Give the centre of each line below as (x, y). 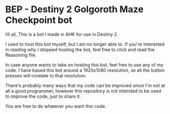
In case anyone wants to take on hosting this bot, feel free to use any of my (84, 65)
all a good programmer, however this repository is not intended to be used (83, 91)
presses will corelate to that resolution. (46, 75)
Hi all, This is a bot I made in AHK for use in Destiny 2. (62, 34)
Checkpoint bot (39, 20)
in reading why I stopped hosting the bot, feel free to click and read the (80, 49)
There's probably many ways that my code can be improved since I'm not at (85, 85)
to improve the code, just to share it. (43, 96)
